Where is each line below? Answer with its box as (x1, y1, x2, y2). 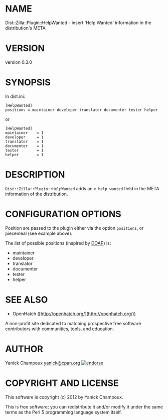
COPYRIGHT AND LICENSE (5, 377, 119, 389)
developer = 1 (5, 134, 44, 139)
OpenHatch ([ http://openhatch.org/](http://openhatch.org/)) (12, 311, 136, 317)
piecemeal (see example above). (5, 230, 73, 236)
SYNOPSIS (5, 77, 51, 88)
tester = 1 (5, 148, 44, 153)
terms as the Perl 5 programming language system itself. (5, 409, 122, 415)
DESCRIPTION (5, 169, 65, 180)
